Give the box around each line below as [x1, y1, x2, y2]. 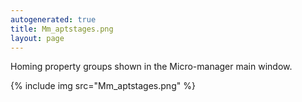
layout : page [10, 33, 65, 43]
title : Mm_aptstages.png [10, 24, 114, 34]
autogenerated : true [10, 14, 97, 25]
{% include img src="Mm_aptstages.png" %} [10, 80, 196, 92]
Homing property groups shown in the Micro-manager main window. [10, 61, 293, 73]
